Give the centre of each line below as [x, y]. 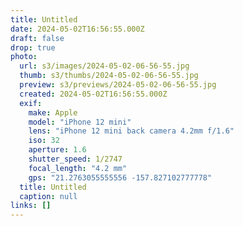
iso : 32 [44, 141]
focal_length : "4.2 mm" [78, 168]
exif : [31, 103]
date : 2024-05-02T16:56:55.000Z [77, 29]
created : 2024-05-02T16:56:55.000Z [93, 94]
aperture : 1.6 [57, 150]
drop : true [33, 47]
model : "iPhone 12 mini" [80, 122]
